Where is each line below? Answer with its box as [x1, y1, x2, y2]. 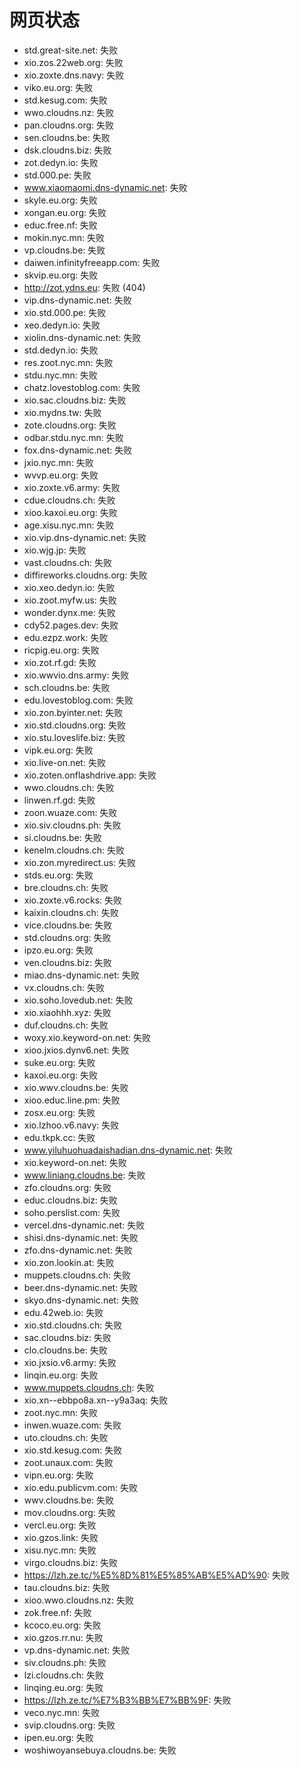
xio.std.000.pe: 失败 [23, 306, 107, 318]
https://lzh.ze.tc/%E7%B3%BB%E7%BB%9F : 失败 [23, 1694, 232, 1706]
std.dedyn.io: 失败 [23, 344, 99, 356]
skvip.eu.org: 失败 [23, 269, 99, 281]
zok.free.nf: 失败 [23, 1606, 92, 1618]
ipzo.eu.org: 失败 [23, 944, 94, 956]
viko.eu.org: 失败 [23, 81, 94, 93]
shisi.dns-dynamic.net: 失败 [23, 1231, 139, 1243]
